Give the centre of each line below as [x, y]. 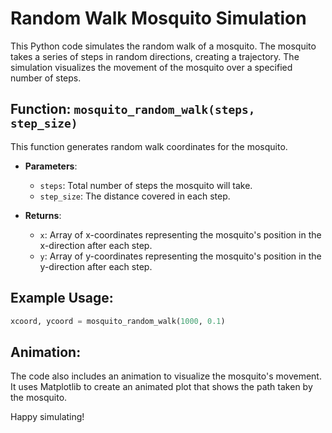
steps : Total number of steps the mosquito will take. [146, 185]
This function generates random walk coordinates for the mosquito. [149, 146]
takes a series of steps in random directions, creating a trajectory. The [155, 56]
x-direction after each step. [96, 245]
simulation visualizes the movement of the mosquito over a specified [151, 67]
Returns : [43, 215]
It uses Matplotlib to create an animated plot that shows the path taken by [161, 387]
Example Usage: [62, 298]
